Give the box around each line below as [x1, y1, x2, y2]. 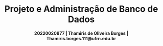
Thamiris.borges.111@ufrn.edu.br [46, 35, 116, 41]
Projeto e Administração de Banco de [4, 3, 158, 15]
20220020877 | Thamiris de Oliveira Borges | [34, 30, 129, 36]
